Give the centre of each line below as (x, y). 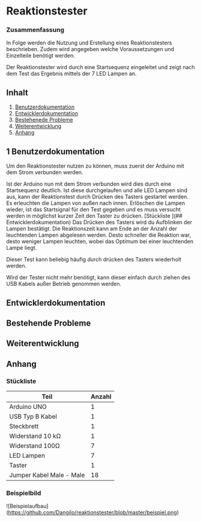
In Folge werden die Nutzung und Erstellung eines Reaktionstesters (89, 43)
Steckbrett (24, 426)
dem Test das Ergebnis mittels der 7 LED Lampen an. (71, 74)
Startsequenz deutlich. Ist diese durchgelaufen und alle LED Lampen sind (97, 190)
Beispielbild (24, 493)
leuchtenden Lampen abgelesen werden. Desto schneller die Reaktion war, (99, 235)
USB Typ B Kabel (33, 416)
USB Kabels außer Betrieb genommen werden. (64, 284)
